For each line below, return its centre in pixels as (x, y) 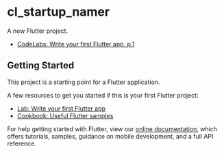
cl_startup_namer (59, 12)
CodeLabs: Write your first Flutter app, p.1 (76, 44)
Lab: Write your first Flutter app (61, 108)
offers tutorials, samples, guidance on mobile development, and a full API (110, 136)
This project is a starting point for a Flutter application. (84, 82)
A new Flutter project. (38, 31)
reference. (22, 143)
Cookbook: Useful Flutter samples (65, 115)
